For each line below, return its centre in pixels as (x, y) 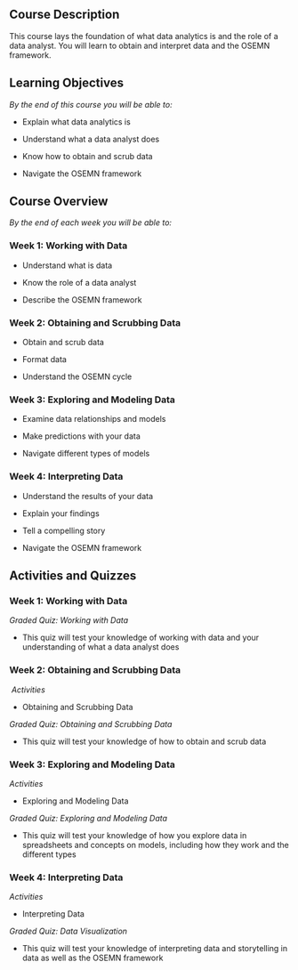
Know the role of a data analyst (79, 282)
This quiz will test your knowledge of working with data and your (141, 638)
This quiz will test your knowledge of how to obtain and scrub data (144, 741)
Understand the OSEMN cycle (77, 376)
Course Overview (59, 202)
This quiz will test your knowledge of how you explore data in (134, 835)
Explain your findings (60, 513)
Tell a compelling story (64, 530)
